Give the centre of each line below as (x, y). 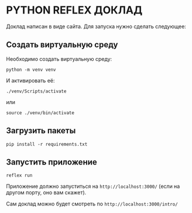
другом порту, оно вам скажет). (46, 193)
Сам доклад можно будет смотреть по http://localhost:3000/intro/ (92, 204)
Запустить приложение (52, 162)
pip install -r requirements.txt (47, 144)
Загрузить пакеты (41, 131)
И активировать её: (30, 80)
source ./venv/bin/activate (40, 113)
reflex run (19, 176)
